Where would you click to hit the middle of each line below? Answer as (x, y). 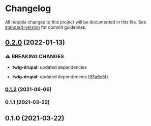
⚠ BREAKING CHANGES (35, 57)
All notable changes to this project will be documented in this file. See (76, 22)
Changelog (28, 9)
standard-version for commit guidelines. (46, 27)
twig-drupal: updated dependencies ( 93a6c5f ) (60, 77)
